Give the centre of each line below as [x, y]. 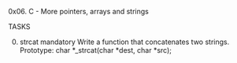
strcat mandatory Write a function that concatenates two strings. [124, 42]
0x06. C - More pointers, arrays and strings [79, 11]
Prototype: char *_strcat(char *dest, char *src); [95, 50]
